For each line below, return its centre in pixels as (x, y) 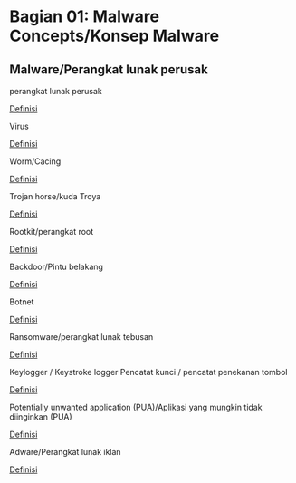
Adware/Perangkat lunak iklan (65, 452)
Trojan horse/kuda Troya (55, 196)
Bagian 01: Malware (85, 17)
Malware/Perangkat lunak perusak (109, 69)
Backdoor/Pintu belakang (57, 266)
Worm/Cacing (35, 161)
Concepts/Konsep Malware (115, 36)
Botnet (22, 302)
